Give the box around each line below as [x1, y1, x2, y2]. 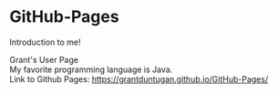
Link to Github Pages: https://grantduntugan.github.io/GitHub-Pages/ [9, 73, 269, 84]
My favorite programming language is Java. [9, 64, 173, 75]
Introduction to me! [9, 37, 81, 47]
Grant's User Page [9, 54, 79, 65]
